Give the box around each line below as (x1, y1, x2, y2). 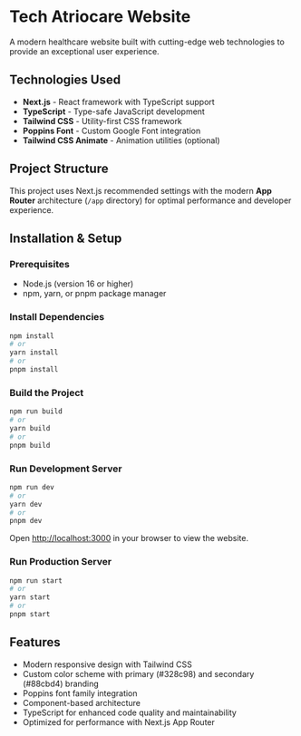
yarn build (9, 423, 51, 432)
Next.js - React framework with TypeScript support (22, 96, 215, 107)
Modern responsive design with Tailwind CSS (22, 659, 193, 670)
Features (9, 634, 61, 650)
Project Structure (9, 161, 109, 177)
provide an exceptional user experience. (9, 45, 160, 56)
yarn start (9, 593, 51, 602)
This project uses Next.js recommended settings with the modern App (9, 185, 272, 196)
